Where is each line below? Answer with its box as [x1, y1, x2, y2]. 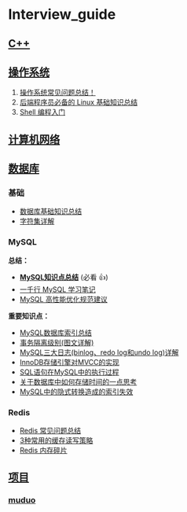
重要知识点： [8, 311, 49, 320]
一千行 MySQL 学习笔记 [19, 285, 96, 294]
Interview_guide [8, 6, 116, 24]
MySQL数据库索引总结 [19, 328, 92, 337]
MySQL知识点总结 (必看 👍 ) [19, 272, 108, 282]
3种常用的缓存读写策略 [19, 436, 93, 445]
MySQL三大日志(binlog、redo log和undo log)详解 [19, 348, 179, 357]
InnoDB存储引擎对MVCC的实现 [19, 357, 120, 367]
